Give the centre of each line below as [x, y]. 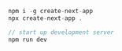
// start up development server [61, 32]
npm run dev [28, 39]
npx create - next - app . [45, 18]
